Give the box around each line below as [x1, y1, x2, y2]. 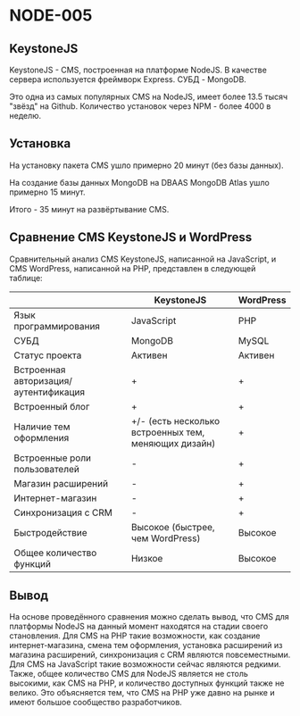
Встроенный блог [13, 400, 90, 412]
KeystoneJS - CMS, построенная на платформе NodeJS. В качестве [9, 64, 268, 75]
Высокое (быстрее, [130, 520, 216, 533]
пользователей [13, 462, 80, 475]
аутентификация [13, 386, 86, 398]
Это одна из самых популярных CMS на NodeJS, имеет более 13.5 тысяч [9, 91, 288, 102]
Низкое [130, 552, 163, 564]
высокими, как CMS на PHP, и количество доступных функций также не [9, 678, 285, 688]
